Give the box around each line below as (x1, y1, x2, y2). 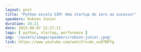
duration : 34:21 (5, 21, 39, 26)
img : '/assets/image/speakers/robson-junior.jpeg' (5, 35, 112, 40)
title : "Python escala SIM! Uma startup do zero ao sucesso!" (5, 12, 137, 17)
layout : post (5, 7, 32, 12)
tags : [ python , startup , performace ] (5, 30, 88, 35)
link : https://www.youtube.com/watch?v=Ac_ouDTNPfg (5, 40, 114, 45)
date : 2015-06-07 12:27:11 (5, 26, 61, 31)
